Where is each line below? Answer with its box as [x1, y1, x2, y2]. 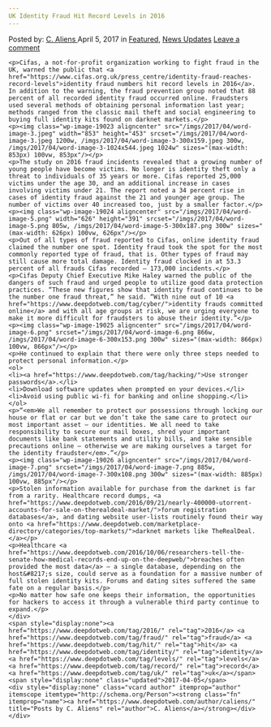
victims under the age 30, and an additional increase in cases [8, 179, 230, 187]
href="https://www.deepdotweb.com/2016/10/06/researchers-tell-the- [8, 548, 245, 557]
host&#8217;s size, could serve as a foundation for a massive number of [8, 570, 264, 578]
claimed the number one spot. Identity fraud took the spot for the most [8, 243, 264, 252]
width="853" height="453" [59, 129, 148, 138]
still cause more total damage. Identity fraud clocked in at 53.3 [8, 257, 242, 265]
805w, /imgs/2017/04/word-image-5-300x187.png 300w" [51, 222, 234, 230]
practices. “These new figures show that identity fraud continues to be [8, 286, 264, 294]
